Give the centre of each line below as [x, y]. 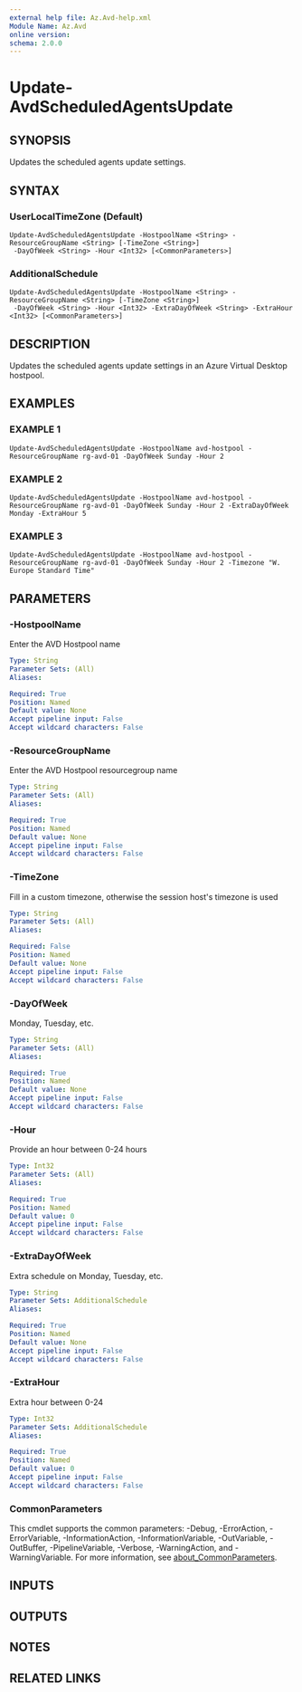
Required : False [40, 947]
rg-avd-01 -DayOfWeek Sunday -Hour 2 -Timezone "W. [181, 563]
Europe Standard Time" [52, 571]
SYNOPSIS [40, 140]
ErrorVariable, [35, 1538]
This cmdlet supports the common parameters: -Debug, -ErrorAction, [139, 1529]
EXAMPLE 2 [36, 479]
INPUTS [32, 1586]
